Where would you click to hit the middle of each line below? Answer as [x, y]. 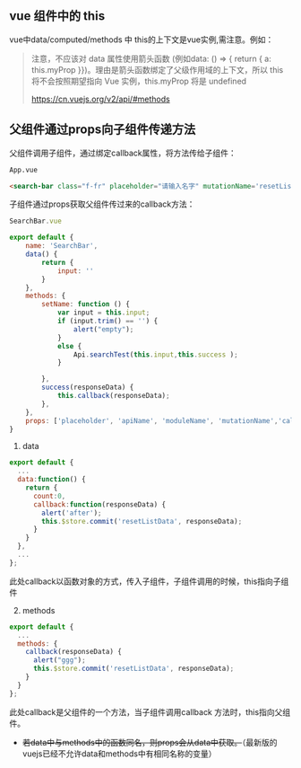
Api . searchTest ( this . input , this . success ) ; [156, 354]
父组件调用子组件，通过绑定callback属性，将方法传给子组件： [123, 153]
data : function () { [52, 480]
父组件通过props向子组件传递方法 [103, 130]
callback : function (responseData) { [99, 504]
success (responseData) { [88, 388]
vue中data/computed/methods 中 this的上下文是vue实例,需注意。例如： [142, 40]
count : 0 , [49, 496]
